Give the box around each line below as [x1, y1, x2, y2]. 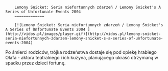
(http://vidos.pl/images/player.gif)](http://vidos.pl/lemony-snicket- [5, 31, 161, 37]
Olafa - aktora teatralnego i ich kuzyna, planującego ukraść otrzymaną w [5, 55, 158, 60]
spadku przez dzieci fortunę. [5, 60, 66, 66]
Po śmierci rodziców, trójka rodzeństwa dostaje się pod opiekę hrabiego [5, 49, 157, 55]
